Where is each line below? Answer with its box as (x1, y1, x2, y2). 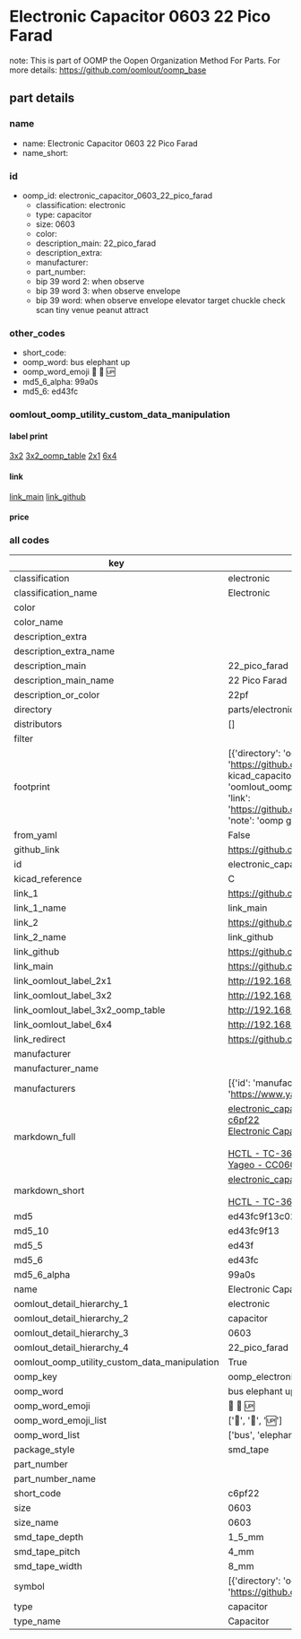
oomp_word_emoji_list (13, 1415, 107, 1427)
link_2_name (13, 931, 67, 944)
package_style (13, 1443, 75, 1456)
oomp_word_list (13, 1429, 81, 1442)
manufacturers (13, 1083, 76, 1095)
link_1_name (13, 902, 67, 914)
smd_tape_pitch (13, 1546, 81, 1558)
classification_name (13, 587, 98, 599)
